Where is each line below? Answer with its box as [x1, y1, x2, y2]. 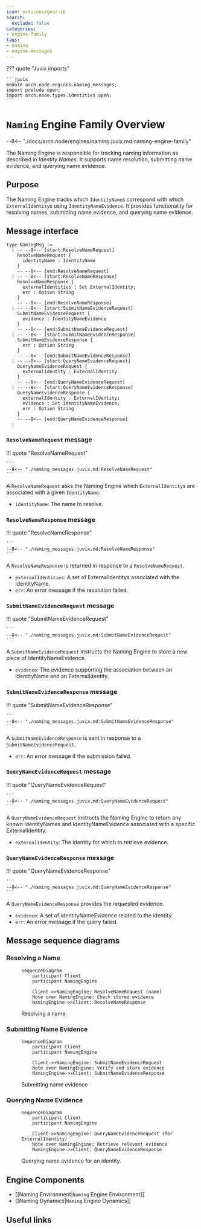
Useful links [6, 1215, 53, 1225]
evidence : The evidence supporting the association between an [14, 666, 173, 673]
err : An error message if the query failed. [14, 919, 118, 926]
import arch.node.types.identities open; [6, 92, 112, 98]
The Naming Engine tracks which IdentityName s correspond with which [6, 196, 184, 203]
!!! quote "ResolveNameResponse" [6, 529, 92, 536]
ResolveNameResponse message [6, 515, 95, 524]
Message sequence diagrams [6, 935, 120, 946]
